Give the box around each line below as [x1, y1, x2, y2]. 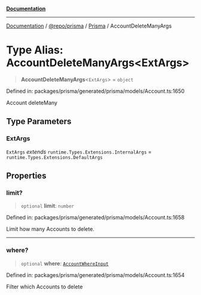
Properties [6, 171, 47, 181]
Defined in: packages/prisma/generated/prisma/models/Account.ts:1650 [6, 87, 185, 95]
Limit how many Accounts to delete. [6, 225, 95, 233]
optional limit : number [20, 202, 75, 209]
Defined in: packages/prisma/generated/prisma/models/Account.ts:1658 [6, 214, 185, 221]
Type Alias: [6, 43, 64, 57]
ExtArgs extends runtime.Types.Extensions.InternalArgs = [6, 148, 152, 155]
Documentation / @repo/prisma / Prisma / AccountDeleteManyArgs [6, 22, 172, 29]
